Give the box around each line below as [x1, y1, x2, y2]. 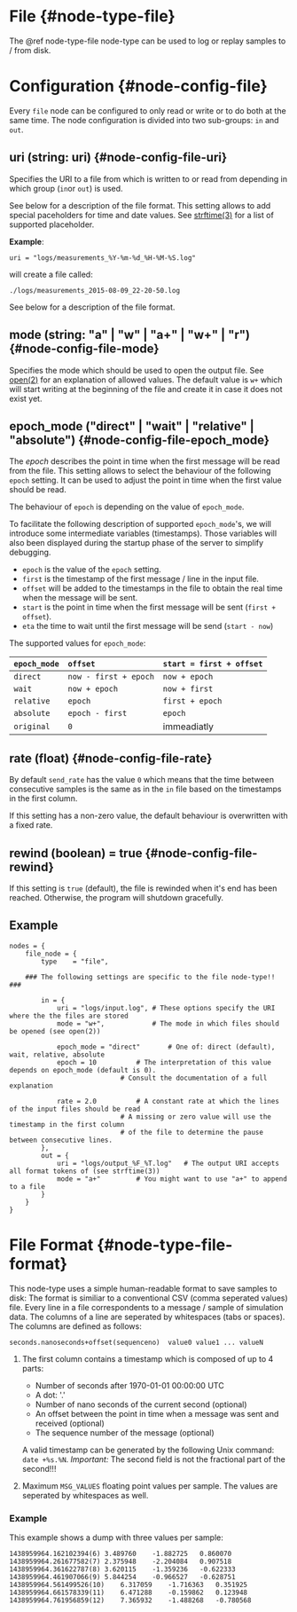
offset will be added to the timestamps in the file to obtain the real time [21, 583, 284, 594]
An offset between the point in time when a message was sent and [35, 1408, 279, 1419]
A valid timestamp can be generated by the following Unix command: [21, 1444, 275, 1455]
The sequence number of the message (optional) [35, 1427, 215, 1438]
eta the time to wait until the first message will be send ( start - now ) [21, 621, 274, 632]
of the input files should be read [9, 1105, 141, 1113]
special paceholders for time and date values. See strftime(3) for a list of [9, 209, 275, 220]
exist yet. [9, 393, 43, 404]
